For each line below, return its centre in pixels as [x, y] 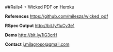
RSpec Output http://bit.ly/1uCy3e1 [40, 26]
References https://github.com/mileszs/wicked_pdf [56, 16]
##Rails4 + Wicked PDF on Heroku [40, 7]
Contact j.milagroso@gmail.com [37, 44]
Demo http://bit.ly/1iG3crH [31, 35]
